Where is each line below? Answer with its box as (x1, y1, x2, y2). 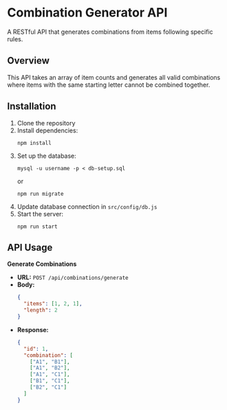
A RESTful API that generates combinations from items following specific (7, 28, 213, 36)
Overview (7, 55, 50, 67)
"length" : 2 (23, 307, 58, 314)
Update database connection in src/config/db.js (17, 202, 158, 211)
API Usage (7, 241, 53, 253)
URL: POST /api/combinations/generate (17, 274, 129, 282)
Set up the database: (17, 152, 77, 160)
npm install (17, 139, 52, 146)
